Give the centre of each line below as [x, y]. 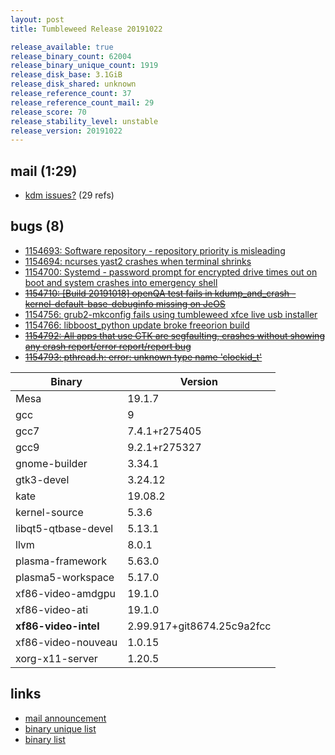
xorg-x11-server [56, 658]
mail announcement [65, 718]
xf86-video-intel [57, 626]
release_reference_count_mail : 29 [82, 102]
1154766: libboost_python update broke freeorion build [137, 325]
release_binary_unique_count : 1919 [84, 66]
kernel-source [49, 512]
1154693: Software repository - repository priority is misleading [155, 250]
